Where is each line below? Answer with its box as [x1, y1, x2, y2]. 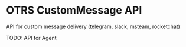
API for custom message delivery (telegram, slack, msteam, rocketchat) [6, 23, 180, 30]
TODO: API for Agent [6, 34, 57, 41]
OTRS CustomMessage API [6, 4, 142, 17]
